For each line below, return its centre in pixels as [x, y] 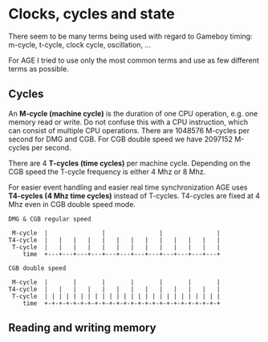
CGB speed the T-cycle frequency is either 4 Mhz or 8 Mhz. [107, 171]
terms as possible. [39, 68]
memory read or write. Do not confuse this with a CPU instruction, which [128, 122]
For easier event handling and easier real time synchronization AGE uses [128, 187]
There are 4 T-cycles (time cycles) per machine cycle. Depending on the [130, 163]
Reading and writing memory [82, 328]
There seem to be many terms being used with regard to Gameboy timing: [130, 36]
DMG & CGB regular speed [50, 219]
